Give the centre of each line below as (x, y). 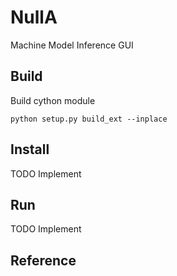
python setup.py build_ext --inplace (89, 119)
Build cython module (53, 100)
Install (30, 149)
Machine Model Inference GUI (72, 45)
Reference (43, 260)
